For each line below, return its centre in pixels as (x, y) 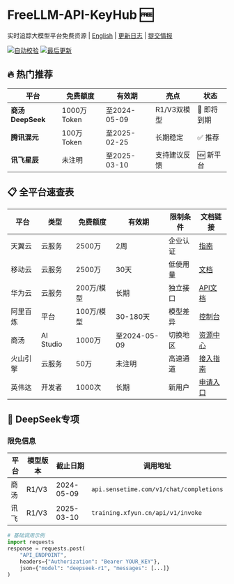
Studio (52, 344)
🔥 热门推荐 (30, 74)
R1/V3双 (170, 110)
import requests (31, 542)
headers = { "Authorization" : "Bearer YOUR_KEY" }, (90, 562)
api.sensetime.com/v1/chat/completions (157, 489)
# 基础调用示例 (26, 536)
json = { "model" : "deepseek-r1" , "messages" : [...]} (95, 568)
